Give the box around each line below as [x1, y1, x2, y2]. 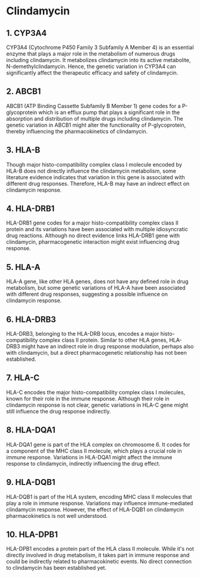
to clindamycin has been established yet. [6, 564, 107, 572]
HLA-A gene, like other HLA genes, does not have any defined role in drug [6, 278, 189, 285]
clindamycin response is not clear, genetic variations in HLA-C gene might [6, 401, 189, 409]
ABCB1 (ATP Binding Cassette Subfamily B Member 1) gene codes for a [6, 102, 181, 109]
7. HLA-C [6, 373, 40, 383]
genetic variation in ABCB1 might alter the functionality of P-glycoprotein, [6, 121, 186, 128]
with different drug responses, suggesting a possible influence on [6, 291, 168, 298]
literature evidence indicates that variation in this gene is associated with [6, 173, 185, 180]
